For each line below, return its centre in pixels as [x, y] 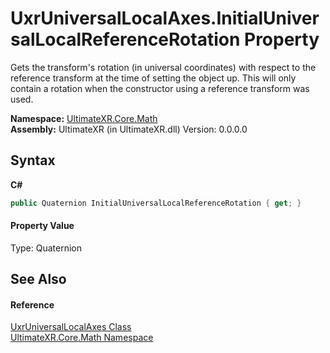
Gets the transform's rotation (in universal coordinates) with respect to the [163, 67]
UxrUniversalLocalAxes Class [71, 327]
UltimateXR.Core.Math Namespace [82, 338]
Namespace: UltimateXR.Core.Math [84, 118]
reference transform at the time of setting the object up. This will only [153, 78]
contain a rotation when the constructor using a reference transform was [160, 88]
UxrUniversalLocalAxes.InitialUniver [165, 18]
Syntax [33, 160]
